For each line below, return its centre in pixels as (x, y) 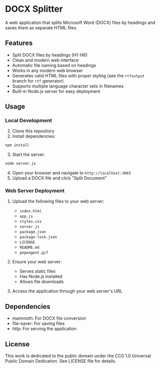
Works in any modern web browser (47, 70)
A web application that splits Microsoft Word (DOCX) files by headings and (80, 22)
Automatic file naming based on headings (54, 65)
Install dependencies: (34, 136)
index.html (31, 211)
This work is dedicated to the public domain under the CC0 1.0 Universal (78, 356)
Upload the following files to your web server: (58, 201)
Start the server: (29, 154)
